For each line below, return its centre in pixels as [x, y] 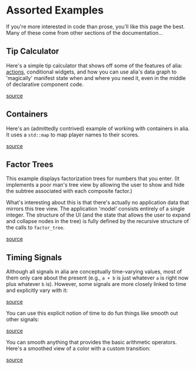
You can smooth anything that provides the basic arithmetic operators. [92, 343]
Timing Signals [34, 257]
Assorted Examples [55, 10]
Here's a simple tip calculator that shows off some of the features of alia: [94, 65]
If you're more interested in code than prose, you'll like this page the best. [96, 26]
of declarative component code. [45, 84]
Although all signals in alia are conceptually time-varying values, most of [94, 272]
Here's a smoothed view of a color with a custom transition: [78, 348]
